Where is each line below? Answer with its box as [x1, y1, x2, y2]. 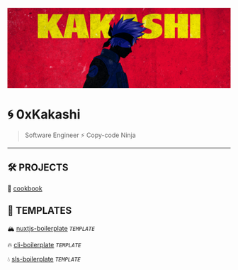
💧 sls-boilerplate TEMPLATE [7, 254, 81, 263]
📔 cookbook [7, 184, 42, 193]
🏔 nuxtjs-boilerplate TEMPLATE [7, 224, 96, 232]
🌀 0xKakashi [7, 107, 81, 123]
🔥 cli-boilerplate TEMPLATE [7, 240, 81, 249]
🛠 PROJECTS [7, 161, 69, 174]
